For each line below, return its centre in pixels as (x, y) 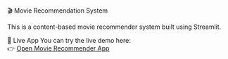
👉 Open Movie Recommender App (58, 48)
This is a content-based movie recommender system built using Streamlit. (114, 27)
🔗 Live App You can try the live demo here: (69, 40)
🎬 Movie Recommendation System (58, 11)
